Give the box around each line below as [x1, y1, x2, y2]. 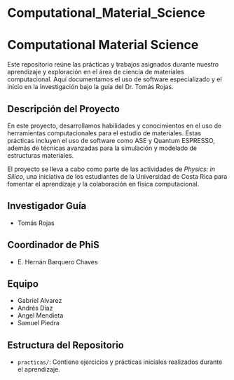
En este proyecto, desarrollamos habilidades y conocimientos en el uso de [7, 121, 222, 130]
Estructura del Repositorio [7, 339, 124, 351]
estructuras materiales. [7, 151, 74, 159]
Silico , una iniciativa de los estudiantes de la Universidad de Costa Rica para [7, 172, 228, 180]
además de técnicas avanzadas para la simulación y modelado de [7, 144, 198, 152]
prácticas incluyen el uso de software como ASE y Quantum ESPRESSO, [7, 136, 215, 144]
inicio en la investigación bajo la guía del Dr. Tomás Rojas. [7, 83, 174, 91]
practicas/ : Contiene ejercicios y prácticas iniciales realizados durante [17, 358, 223, 366]
